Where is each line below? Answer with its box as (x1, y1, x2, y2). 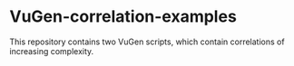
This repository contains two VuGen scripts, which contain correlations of (9, 36, 285, 47)
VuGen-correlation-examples (9, 6, 238, 27)
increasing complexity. (9, 45, 94, 56)
